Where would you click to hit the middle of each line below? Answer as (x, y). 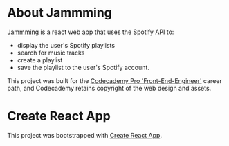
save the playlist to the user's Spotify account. (83, 67)
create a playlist (40, 60)
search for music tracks (51, 53)
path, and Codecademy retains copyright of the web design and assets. (109, 88)
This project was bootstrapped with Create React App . (85, 135)
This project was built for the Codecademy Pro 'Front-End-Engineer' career (115, 80)
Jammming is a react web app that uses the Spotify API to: (91, 32)
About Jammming (60, 13)
